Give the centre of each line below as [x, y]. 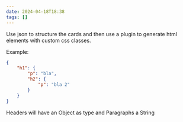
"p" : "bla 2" [54, 85]
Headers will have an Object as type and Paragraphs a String [81, 113]
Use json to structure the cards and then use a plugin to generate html [92, 34]
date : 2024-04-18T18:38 [36, 12]
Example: [17, 52]
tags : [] [17, 17]
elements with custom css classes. [49, 40]
